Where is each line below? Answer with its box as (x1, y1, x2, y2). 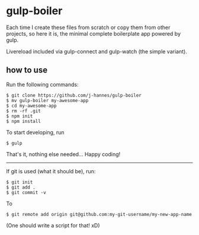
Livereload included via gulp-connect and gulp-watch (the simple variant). (6, 47, 188, 55)
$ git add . (6, 184, 36, 190)
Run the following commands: (6, 81, 79, 88)
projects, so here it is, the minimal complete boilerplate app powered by (6, 30, 181, 37)
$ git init (6, 179, 33, 185)
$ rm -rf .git (6, 108, 41, 114)
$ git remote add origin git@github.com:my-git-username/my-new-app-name (6, 211, 192, 217)
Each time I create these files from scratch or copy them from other (6, 24, 171, 31)
